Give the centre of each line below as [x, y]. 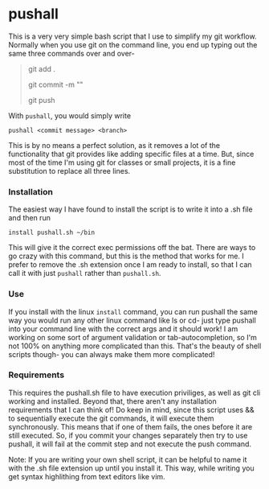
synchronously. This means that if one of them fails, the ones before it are [130, 426]
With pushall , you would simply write [69, 115]
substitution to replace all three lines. [69, 171]
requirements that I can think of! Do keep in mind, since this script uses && [131, 409]
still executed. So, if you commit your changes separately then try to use [128, 435]
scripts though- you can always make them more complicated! [112, 354]
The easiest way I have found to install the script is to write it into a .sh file [130, 209]
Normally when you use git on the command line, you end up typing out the [133, 44]
